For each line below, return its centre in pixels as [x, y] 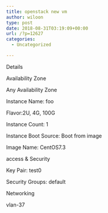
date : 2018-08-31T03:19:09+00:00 [47, 28]
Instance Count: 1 [27, 124]
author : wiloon [25, 17]
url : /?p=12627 [25, 34]
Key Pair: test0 [24, 170]
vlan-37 [16, 205]
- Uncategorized [31, 45]
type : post [19, 23]
